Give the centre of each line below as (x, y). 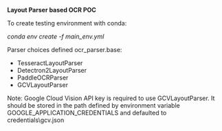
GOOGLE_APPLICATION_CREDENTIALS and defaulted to (87, 113)
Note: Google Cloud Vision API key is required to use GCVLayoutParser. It (111, 98)
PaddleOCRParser (43, 78)
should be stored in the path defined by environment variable (93, 105)
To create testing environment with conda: (67, 23)
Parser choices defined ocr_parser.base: (65, 50)
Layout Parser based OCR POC (52, 10)
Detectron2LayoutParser (52, 70)
